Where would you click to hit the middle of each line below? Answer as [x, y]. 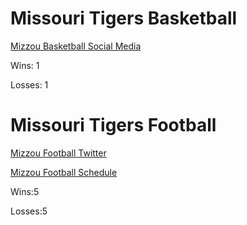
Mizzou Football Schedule [64, 172]
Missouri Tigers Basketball [124, 18]
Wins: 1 [25, 65]
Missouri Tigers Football [113, 125]
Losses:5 [29, 211]
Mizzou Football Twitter [58, 153]
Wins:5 [25, 191]
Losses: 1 [29, 84]
